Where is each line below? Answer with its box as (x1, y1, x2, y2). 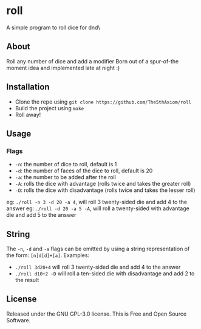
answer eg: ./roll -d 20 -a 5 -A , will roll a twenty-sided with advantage (6, 205, 189, 212)
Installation (6, 82, 50, 92)
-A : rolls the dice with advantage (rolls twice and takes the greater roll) (15, 180, 191, 188)
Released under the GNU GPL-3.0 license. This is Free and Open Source (6, 310, 187, 317)
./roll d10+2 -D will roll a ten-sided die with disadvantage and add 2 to (15, 270, 195, 277)
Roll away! (15, 111, 41, 118)
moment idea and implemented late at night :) (6, 64, 120, 71)
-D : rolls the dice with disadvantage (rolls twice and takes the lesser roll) (15, 186, 196, 194)
